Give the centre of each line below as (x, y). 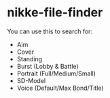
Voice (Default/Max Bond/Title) (60, 88)
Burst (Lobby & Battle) (48, 66)
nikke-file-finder (55, 13)
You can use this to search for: (50, 31)
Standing (30, 59)
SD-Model (31, 80)
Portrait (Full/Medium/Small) (56, 73)
